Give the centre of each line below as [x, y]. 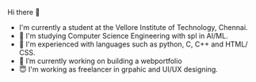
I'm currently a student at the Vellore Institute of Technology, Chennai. [133, 27]
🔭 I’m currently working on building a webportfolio [101, 61]
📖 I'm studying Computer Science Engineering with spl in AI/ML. [123, 36]
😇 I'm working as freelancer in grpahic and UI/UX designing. [118, 69]
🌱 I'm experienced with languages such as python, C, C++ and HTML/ [133, 44]
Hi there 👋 [24, 12]
